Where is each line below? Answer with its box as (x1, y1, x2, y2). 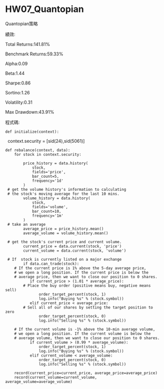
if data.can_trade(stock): (23, 261, 79, 266)
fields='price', (31, 169, 66, 174)
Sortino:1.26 (5, 89, 30, 95)
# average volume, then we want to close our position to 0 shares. (14, 336, 160, 341)
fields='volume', (31, 204, 68, 209)
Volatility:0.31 (5, 99, 32, 105)
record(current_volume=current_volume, (14, 375, 97, 380)
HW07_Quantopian (5, 3, 84, 15)
